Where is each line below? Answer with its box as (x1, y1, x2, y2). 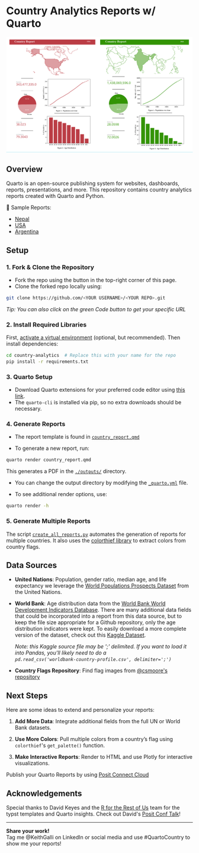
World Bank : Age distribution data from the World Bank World (14, 600, 166, 607)
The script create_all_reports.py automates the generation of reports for (6, 531, 187, 538)
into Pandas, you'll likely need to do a (14, 649, 107, 656)
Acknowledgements (6, 788, 82, 798)
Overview (6, 164, 43, 174)
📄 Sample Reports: (6, 204, 52, 211)
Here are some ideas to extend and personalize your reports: (6, 707, 155, 714)
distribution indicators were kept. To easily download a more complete (14, 625, 187, 632)
